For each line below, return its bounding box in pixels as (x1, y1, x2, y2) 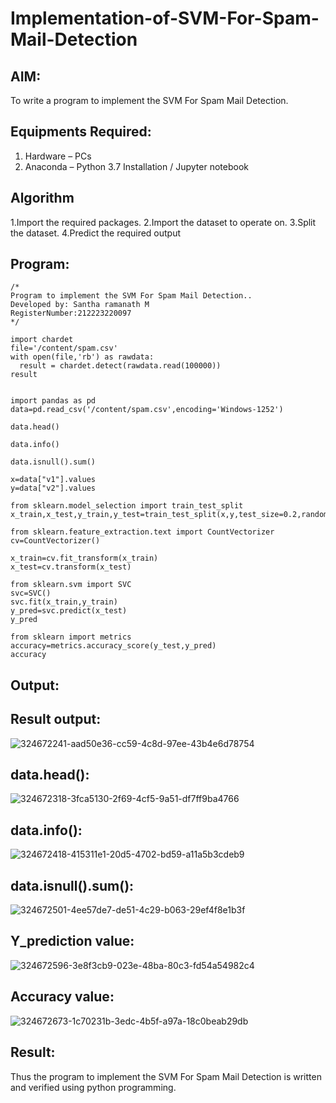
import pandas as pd (10, 396, 97, 406)
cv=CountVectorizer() (10, 536, 101, 546)
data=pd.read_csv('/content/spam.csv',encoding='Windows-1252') (10, 405, 284, 415)
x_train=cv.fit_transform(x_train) (10, 553, 159, 564)
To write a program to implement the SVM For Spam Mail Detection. (10, 95, 289, 106)
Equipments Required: (10, 123, 152, 141)
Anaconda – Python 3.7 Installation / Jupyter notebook (24, 160, 249, 172)
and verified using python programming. (10, 1081, 177, 1093)
